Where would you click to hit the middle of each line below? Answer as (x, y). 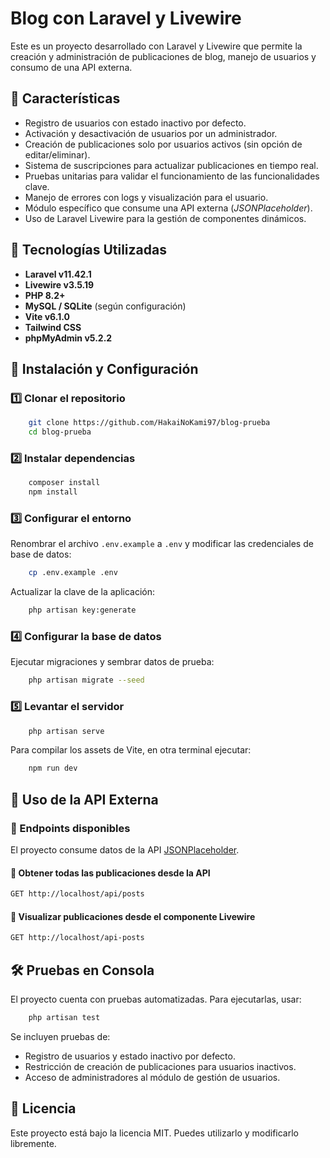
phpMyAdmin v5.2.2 (68, 338)
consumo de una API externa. (71, 67)
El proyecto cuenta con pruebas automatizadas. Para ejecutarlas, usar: (156, 999)
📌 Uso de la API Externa (84, 799)
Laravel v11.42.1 (58, 274)
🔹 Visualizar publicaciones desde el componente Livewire (133, 916)
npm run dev (53, 768)
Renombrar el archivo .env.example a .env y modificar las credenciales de (162, 544)
